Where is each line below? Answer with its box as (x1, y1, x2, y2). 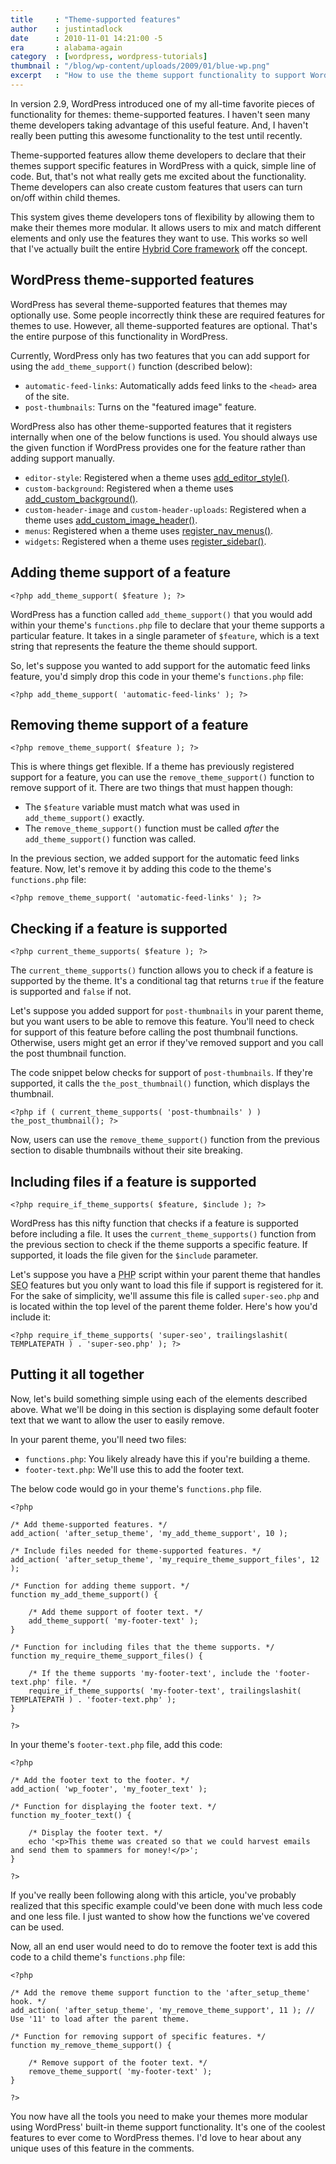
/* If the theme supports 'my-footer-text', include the (28, 1668, 271, 1678)
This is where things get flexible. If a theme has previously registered (10, 761, 295, 773)
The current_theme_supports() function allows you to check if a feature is (10, 964, 314, 976)
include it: (10, 1311, 52, 1323)
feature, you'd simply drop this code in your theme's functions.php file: (10, 670, 304, 682)
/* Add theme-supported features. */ (10, 1519, 168, 1530)
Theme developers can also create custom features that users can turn (10, 181, 303, 193)
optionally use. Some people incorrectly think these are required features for (10, 309, 325, 321)
